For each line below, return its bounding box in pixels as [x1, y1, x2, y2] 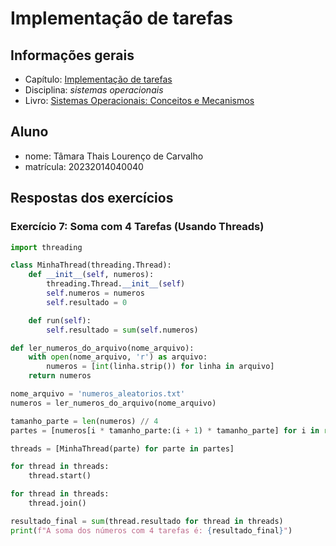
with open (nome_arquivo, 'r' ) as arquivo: [28, 352, 208, 362]
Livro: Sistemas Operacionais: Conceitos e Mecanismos [24, 95, 255, 106]
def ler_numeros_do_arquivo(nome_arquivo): [10, 343, 195, 353]
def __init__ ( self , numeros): [28, 270, 155, 280]
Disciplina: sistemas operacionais [24, 84, 164, 96]
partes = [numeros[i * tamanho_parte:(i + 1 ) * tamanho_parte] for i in [10, 425, 320, 436]
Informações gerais [10, 47, 135, 64]
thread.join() [28, 498, 87, 508]
